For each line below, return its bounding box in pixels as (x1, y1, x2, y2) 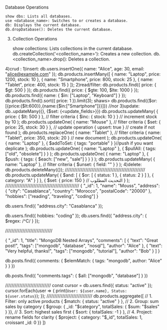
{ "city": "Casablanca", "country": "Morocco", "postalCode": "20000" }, (5, 188, 152, 194)
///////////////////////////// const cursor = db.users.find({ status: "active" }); (5, 282, 153, 288)
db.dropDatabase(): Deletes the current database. (5, 27, 113, 32)
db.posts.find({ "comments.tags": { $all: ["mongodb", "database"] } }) (5, 272, 148, 278)
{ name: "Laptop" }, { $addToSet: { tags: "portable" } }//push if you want (5, 140, 154, 146)
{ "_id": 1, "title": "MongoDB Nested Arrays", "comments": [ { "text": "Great (5, 237, 158, 243)
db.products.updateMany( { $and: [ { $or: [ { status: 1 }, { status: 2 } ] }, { (5, 172, 154, 178)
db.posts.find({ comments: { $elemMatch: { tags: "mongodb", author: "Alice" (5, 257, 163, 263)
